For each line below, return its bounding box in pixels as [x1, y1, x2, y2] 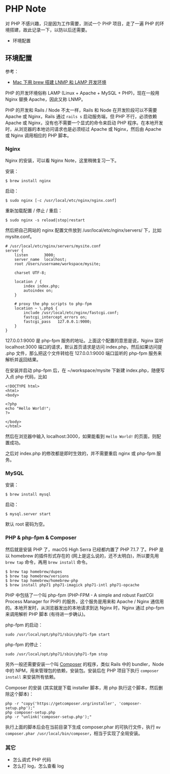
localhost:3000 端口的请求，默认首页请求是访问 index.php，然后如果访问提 [5, 344, 162, 350]
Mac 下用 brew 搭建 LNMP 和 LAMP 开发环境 [12, 79, 107, 85]
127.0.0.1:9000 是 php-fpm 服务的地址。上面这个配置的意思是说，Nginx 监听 [5, 338, 164, 344]
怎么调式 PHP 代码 [12, 756, 51, 762]
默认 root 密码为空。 [5, 521, 48, 527]
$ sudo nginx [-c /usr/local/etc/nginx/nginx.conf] [5, 198, 117, 203]
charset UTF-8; [14, 270, 47, 275]
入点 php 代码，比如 [5, 374, 47, 380]
